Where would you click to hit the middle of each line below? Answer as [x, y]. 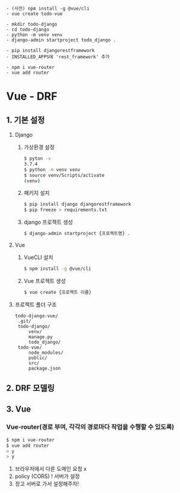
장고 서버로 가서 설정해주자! [47, 484]
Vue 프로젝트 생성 [45, 281]
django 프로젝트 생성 [48, 222]
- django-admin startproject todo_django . [61, 40]
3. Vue [19, 409]
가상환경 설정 [39, 147]
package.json [45, 368]
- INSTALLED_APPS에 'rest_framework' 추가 [58, 57]
